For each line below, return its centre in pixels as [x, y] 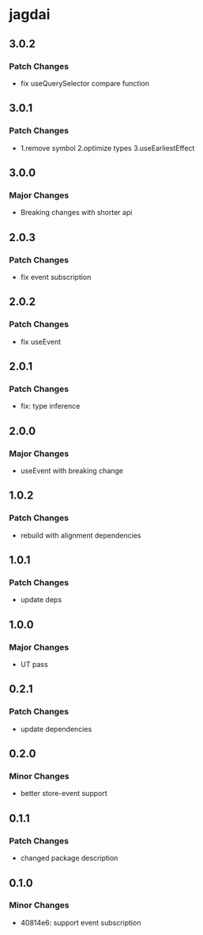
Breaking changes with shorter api [76, 213]
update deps [41, 600]
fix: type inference [50, 406]
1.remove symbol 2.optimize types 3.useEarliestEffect [107, 148]
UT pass [34, 665]
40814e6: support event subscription [81, 922]
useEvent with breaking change [72, 471]
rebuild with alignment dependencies [81, 535]
